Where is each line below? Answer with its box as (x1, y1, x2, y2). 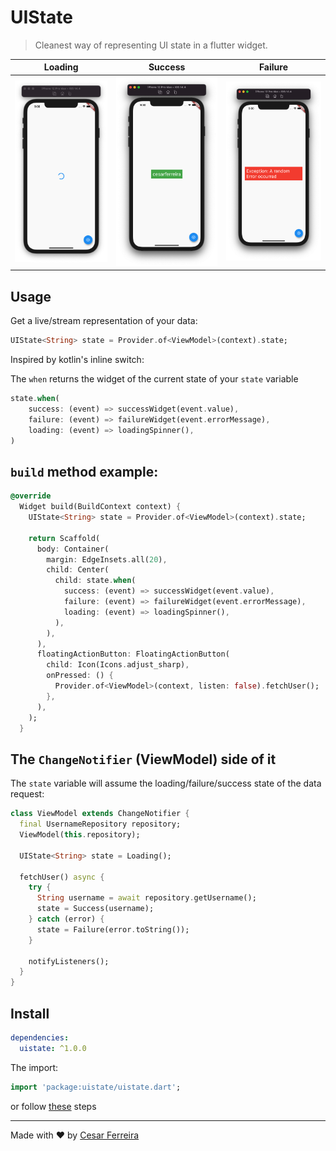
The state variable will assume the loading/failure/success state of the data (10, 777, 322, 790)
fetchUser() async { (19, 872, 105, 882)
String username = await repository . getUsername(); (36, 893, 257, 903)
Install (10, 1005, 50, 1022)
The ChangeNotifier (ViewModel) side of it (10, 751, 277, 768)
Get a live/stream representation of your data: (10, 315, 198, 327)
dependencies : (10, 1032, 70, 1043)
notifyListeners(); (28, 956, 110, 966)
